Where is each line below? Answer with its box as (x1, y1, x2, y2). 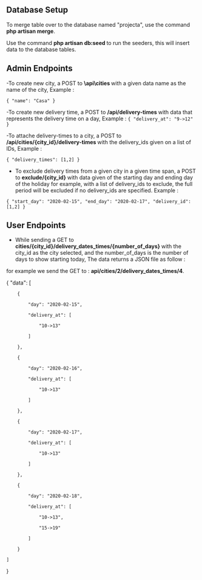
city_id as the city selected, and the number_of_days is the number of (15, 249, 189, 257)
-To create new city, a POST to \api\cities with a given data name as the (6, 79, 186, 87)
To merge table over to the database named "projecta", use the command (6, 21, 190, 28)
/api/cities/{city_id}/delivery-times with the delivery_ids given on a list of (6, 138, 191, 145)
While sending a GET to (15, 236, 74, 244)
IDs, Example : (6, 145, 42, 152)
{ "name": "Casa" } (6, 97, 56, 104)
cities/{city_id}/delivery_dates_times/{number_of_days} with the (15, 243, 182, 250)
